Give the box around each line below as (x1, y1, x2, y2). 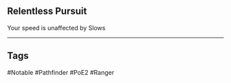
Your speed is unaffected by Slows (7, 23, 106, 32)
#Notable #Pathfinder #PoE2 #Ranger (7, 68, 115, 76)
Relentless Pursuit (7, 5, 87, 17)
